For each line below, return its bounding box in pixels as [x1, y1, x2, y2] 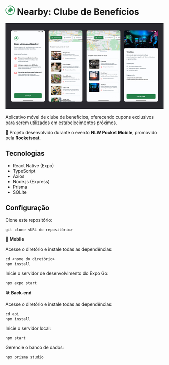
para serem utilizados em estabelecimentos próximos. [5, 119, 117, 126]
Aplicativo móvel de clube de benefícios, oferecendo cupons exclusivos [5, 114, 154, 120]
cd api [5, 311, 19, 316]
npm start [5, 335, 26, 341]
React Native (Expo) [12, 162, 54, 168]
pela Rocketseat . [5, 135, 41, 141]
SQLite [12, 189, 27, 195]
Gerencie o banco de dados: [5, 344, 64, 350]
